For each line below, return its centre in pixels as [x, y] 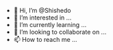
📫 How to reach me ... [45, 40]
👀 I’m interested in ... [42, 18]
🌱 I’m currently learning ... [50, 25]
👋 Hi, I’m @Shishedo [42, 10]
